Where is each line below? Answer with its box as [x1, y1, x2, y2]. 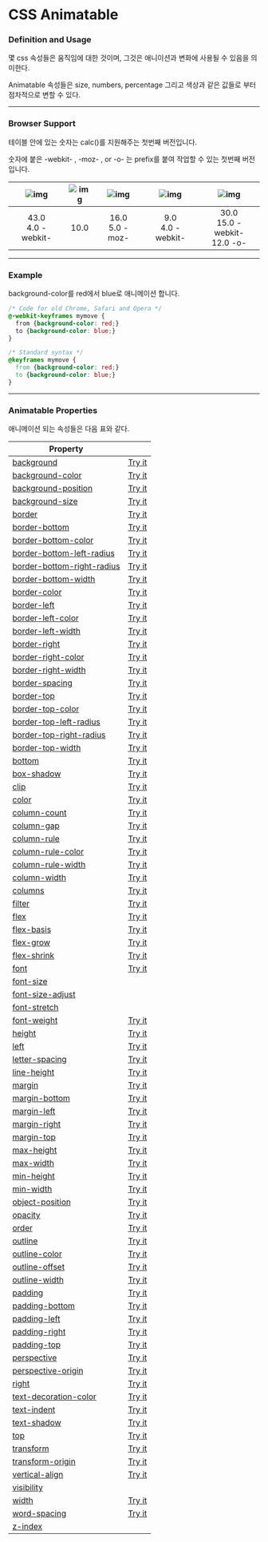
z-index [12, 1521, 43, 1532]
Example [8, 269, 43, 280]
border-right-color [12, 652, 85, 663]
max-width [12, 1158, 54, 1169]
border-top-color [12, 704, 80, 715]
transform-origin [12, 1456, 76, 1467]
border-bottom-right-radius [12, 561, 120, 572]
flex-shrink [12, 950, 55, 961]
